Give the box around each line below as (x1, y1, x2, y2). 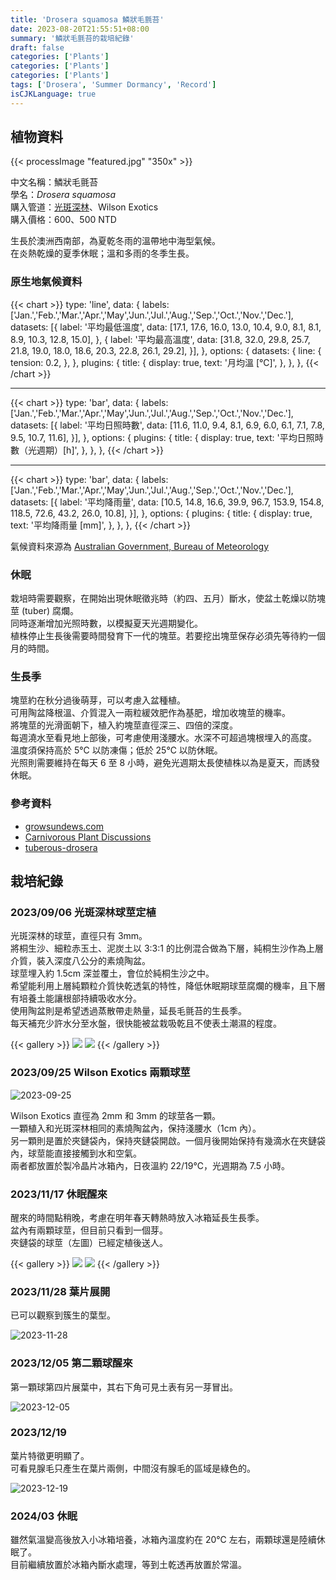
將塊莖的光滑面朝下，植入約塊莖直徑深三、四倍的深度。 (10, 719, 238, 731)
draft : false (10, 42, 65, 53)
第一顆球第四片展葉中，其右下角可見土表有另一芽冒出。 (10, 1381, 238, 1393)
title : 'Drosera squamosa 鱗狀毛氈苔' (10, 14, 165, 25)
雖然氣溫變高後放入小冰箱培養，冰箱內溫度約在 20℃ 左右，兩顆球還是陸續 (10, 1534, 317, 1546)
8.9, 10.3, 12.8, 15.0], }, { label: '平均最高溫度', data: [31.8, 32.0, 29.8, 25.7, (10, 333, 311, 345)
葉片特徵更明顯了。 (10, 1449, 90, 1461)
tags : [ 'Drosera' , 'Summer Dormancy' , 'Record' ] (10, 80, 217, 90)
